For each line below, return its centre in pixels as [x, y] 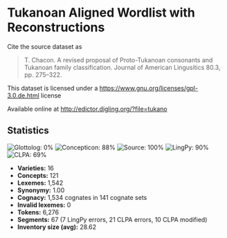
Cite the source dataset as [45, 46]
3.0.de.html [23, 95]
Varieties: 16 [35, 168]
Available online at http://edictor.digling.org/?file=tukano [87, 109]
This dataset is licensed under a [53, 88]
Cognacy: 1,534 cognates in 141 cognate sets [82, 197]
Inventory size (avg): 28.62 [57, 227]
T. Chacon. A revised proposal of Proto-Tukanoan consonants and [118, 59]
